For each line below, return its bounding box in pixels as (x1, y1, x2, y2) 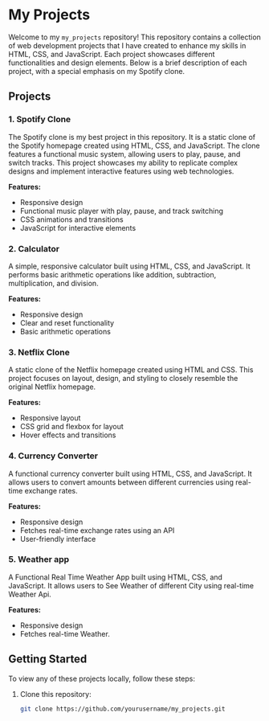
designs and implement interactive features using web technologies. (8, 166, 234, 176)
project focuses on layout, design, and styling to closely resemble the (8, 374, 238, 383)
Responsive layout (19, 413, 81, 423)
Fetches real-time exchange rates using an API (19, 525, 175, 535)
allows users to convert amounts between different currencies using (8, 477, 234, 487)
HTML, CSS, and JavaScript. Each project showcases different (8, 49, 215, 59)
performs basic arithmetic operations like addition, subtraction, (8, 269, 217, 279)
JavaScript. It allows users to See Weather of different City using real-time (8, 580, 255, 590)
